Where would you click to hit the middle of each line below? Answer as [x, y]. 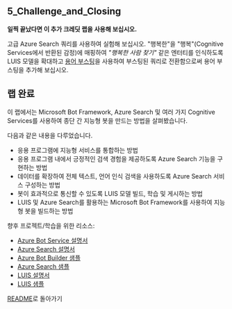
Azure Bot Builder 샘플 [49, 258]
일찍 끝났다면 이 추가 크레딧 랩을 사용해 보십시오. [72, 29]
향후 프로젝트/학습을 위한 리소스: [51, 226]
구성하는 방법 [42, 185]
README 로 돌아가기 [35, 299]
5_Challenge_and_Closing [64, 11]
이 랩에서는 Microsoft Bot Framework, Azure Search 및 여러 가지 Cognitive [111, 112]
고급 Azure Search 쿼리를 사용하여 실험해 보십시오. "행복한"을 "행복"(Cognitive [116, 44]
